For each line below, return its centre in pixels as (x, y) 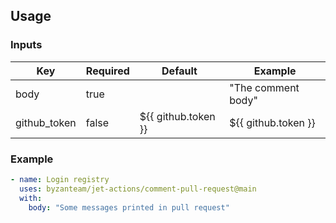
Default (179, 71)
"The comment (264, 87)
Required (107, 71)
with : (31, 198)
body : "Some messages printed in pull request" (129, 207)
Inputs (26, 45)
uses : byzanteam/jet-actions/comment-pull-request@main (138, 189)
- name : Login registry (60, 179)
